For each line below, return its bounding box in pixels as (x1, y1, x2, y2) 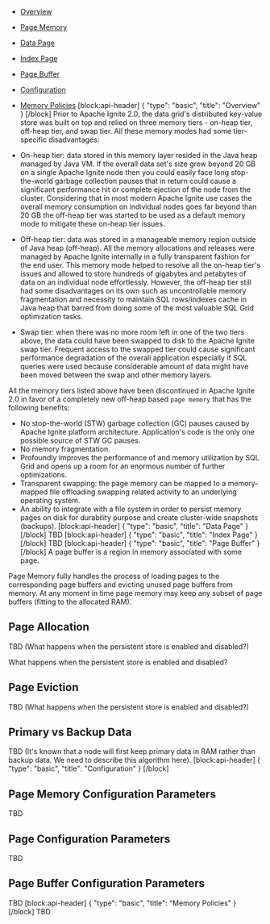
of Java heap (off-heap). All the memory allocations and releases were (19, 243, 255, 252)
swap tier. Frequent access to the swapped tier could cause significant (19, 344, 255, 354)
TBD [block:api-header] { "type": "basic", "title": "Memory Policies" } (8, 898, 236, 908)
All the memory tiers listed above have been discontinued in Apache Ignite (8, 386, 255, 395)
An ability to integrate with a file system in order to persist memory (19, 504, 242, 514)
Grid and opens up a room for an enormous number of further (19, 461, 226, 471)
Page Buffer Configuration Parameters (8, 876, 206, 890)
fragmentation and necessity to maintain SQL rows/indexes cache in (19, 294, 247, 304)
